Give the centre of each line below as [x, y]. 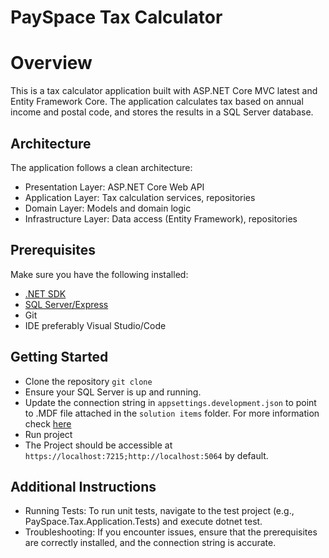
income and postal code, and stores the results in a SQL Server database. [162, 112]
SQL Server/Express [66, 304]
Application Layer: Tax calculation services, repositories [140, 197]
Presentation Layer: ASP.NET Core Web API [114, 187]
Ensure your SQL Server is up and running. [113, 392]
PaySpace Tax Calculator [116, 17]
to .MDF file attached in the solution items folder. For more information [172, 413]
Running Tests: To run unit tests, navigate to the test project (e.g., [159, 511]
